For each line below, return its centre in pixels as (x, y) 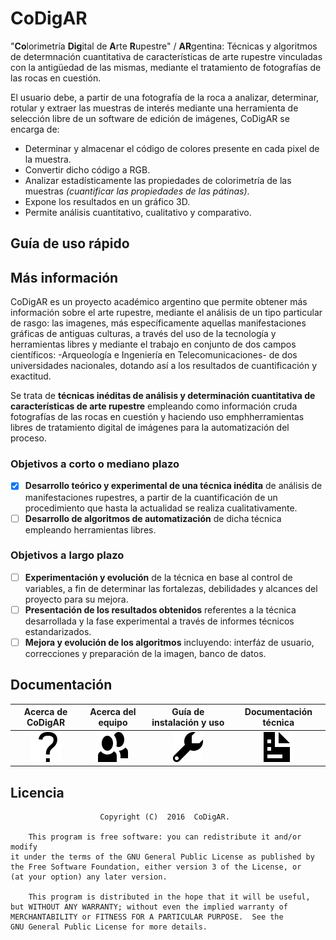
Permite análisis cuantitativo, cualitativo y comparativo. (138, 212)
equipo (113, 723)
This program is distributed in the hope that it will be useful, (169, 897)
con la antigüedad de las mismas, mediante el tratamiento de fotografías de (166, 67)
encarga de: (35, 129)
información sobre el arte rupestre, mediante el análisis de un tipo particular (166, 313)
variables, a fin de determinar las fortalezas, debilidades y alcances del (171, 588)
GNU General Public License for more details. (109, 927)
